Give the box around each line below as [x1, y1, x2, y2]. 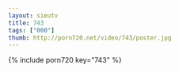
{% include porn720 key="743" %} [8, 55, 122, 65]
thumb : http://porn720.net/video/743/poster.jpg [8, 33, 172, 42]
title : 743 [8, 19, 44, 27]
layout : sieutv [8, 11, 59, 20]
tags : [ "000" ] [8, 26, 55, 34]
